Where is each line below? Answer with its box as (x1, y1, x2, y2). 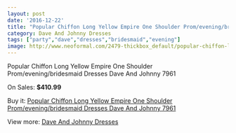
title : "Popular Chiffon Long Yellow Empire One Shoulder (7, 23, 181, 30)
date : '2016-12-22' (7, 17, 65, 24)
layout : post (7, 10, 46, 17)
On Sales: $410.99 (7, 83, 62, 91)
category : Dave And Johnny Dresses (7, 29, 112, 37)
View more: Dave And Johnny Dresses (7, 118, 119, 126)
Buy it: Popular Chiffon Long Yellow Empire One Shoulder (7, 97, 173, 105)
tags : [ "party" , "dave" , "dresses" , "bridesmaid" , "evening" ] (7, 36, 181, 43)
